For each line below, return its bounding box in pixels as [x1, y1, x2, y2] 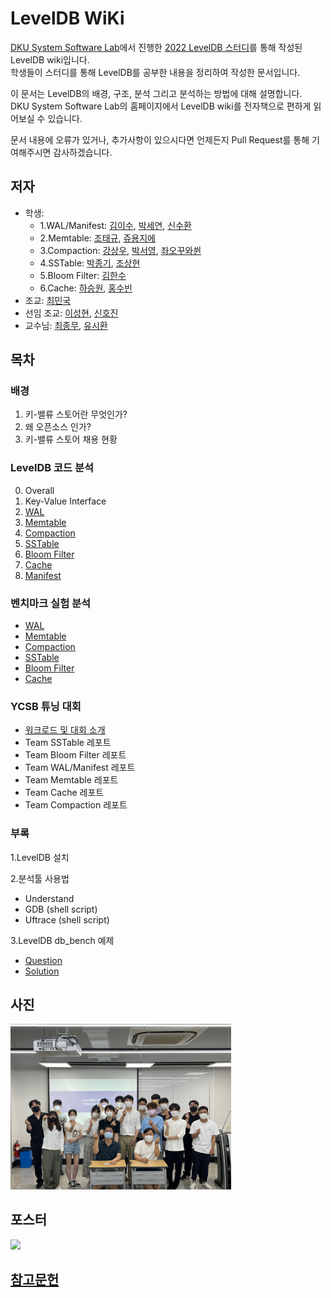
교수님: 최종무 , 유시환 [24, 319, 108, 331]
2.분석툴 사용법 [10, 872, 70, 884]
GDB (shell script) [24, 903, 98, 915]
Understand [24, 892, 75, 904]
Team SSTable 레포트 [24, 737, 112, 749]
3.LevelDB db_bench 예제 [10, 934, 115, 946]
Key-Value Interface [24, 495, 107, 507]
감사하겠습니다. [53, 146, 113, 158]
